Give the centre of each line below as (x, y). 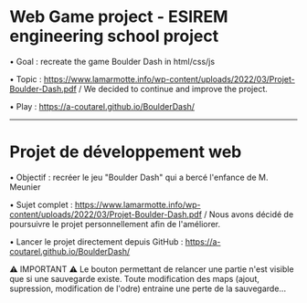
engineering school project (114, 36)
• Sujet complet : (41, 204)
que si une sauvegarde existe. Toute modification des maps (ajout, (135, 278)
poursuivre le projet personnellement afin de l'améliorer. (115, 224)
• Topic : (26, 78)
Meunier (25, 187)
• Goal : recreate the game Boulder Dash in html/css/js (112, 61)
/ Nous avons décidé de (249, 214)
